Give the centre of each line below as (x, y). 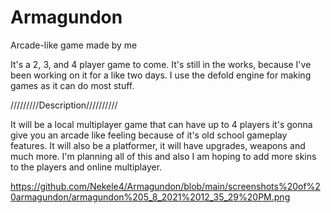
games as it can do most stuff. (72, 85)
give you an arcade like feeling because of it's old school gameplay (149, 135)
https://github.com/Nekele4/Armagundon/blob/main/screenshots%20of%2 (165, 186)
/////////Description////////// (64, 105)
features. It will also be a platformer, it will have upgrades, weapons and (158, 145)
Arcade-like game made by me (74, 45)
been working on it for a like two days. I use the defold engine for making (161, 75)
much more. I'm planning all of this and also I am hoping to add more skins (163, 156)
